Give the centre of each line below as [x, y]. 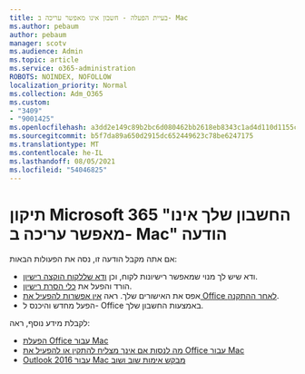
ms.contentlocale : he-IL [56, 153]
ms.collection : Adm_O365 [56, 93]
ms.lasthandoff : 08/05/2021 [63, 161]
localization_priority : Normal [69, 85]
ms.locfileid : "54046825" [58, 170]
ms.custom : [30, 102]
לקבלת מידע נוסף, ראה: [50, 323]
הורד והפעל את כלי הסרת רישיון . [77, 286]
